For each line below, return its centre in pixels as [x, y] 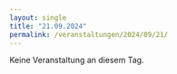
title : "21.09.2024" [49, 26]
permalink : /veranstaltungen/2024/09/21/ [89, 34]
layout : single [38, 18]
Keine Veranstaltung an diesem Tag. [77, 60]
